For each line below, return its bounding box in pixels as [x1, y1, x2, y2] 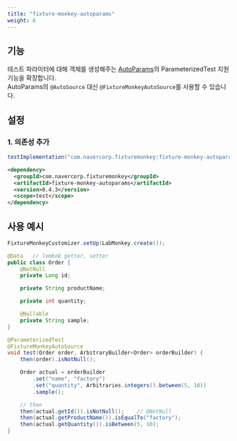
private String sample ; [20, 317, 90, 324]
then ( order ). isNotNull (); [20, 356, 97, 363]
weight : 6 [7, 17, 37, 24]
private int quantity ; [20, 298, 87, 305]
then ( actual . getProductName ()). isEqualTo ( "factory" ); [20, 414, 181, 421]
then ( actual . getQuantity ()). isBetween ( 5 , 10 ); [20, 421, 159, 428]
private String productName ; [20, 285, 106, 292]
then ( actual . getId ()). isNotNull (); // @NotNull [20, 408, 172, 415]
